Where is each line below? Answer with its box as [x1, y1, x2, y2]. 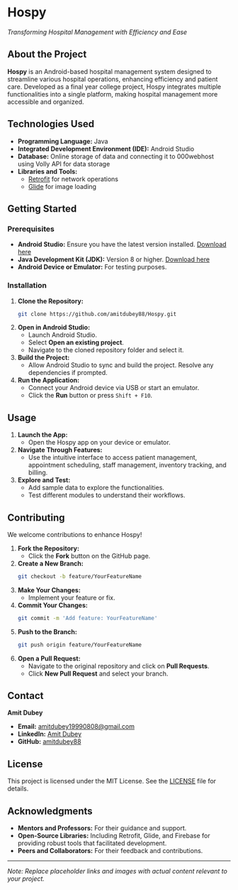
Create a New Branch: [17, 559, 84, 568]
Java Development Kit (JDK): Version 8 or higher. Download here [17, 255, 210, 264]
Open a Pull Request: [17, 654, 81, 663]
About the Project [7, 48, 87, 60]
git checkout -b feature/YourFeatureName [17, 573, 142, 580]
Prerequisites [7, 224, 55, 234]
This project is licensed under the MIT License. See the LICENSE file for [7, 777, 217, 786]
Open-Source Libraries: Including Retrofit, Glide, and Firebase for [17, 832, 210, 840]
